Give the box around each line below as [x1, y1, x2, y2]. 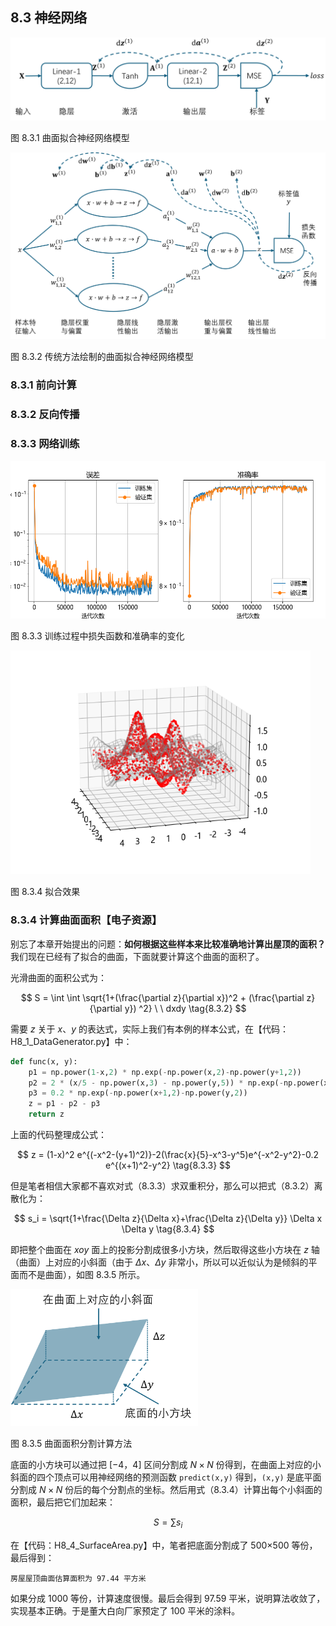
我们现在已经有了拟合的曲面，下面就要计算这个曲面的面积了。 [10, 950, 265, 962]
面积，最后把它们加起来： [10, 1496, 116, 1508]
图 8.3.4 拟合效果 [10, 886, 81, 898]
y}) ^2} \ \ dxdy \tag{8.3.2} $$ [124, 1002, 247, 1014]
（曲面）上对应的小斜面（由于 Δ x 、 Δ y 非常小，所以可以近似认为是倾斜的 [10, 1256, 309, 1268]
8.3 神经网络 [10, 9, 88, 27]
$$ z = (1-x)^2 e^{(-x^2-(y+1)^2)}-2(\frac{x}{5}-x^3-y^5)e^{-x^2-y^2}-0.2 [16, 1149, 320, 1160]
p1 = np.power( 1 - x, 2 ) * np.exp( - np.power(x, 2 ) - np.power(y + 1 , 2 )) [28, 1067, 302, 1077]
